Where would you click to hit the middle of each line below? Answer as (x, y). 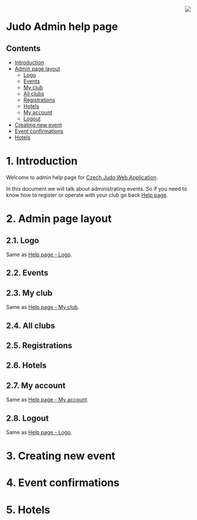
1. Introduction (42, 161)
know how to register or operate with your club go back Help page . (87, 195)
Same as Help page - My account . (47, 400)
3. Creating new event (61, 456)
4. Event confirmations (63, 483)
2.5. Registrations (39, 345)
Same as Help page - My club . (43, 307)
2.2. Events (27, 273)
